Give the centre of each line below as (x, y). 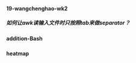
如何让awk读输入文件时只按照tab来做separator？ (68, 23)
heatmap (18, 53)
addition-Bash (25, 38)
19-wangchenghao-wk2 (37, 8)
